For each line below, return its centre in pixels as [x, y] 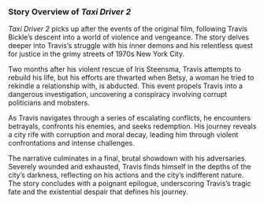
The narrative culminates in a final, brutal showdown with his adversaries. [127, 158]
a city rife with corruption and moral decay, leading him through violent [123, 135]
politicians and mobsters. [49, 103]
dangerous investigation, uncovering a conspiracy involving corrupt [118, 95]
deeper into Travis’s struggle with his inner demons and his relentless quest [131, 46]
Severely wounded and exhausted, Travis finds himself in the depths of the [130, 167]
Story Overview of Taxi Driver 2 [70, 12]
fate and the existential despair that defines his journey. [98, 192]
